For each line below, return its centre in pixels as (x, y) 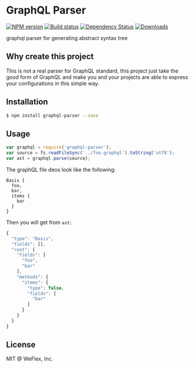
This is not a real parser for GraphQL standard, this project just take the (92, 71)
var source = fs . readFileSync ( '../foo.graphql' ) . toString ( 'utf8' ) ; (91, 153)
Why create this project (50, 57)
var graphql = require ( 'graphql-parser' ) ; (59, 147)
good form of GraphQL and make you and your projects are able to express (97, 77)
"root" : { (23, 249)
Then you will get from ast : (39, 222)
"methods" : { (33, 277)
